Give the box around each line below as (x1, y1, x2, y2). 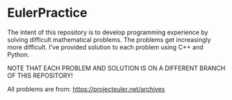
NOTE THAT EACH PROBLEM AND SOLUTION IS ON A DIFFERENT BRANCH (7, 64, 226, 72)
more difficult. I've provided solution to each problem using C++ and (7, 43, 204, 51)
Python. (7, 50, 30, 59)
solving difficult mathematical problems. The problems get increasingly (7, 35, 211, 43)
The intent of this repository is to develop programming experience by (7, 28, 208, 36)
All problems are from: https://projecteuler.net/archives (7, 85, 165, 93)
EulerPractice (7, 5, 88, 21)
